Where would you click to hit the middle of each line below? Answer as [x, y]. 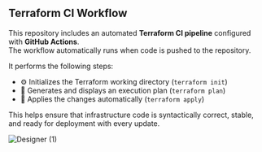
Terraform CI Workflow [68, 13]
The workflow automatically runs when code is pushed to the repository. [130, 50]
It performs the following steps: [61, 66]
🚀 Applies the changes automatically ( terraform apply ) [112, 99]
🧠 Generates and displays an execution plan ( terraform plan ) [123, 90]
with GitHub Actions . [44, 41]
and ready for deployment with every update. [84, 123]
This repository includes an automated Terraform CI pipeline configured [130, 33]
